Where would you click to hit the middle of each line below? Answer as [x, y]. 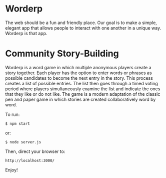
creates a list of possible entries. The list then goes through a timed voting [82, 83]
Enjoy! [12, 170]
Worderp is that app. [26, 33]
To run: [12, 114]
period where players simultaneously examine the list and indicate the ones [83, 89]
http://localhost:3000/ [30, 160]
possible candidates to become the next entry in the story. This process [79, 78]
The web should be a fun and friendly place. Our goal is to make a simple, [81, 23]
